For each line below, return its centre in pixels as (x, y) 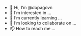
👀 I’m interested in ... (30, 13)
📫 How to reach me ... (32, 28)
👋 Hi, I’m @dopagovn (31, 8)
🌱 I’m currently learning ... (36, 18)
